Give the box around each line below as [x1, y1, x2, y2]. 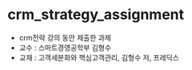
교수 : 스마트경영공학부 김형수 [18, 42, 112, 52]
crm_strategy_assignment [7, 6, 185, 24]
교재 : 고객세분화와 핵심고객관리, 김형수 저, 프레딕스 [18, 52, 179, 62]
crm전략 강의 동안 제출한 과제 [18, 33, 111, 42]
